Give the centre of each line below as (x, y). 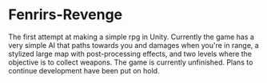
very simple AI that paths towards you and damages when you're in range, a (134, 45)
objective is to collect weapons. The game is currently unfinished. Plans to (131, 62)
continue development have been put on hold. (84, 70)
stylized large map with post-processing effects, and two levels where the (130, 53)
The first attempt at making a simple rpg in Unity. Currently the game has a (131, 37)
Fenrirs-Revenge (66, 15)
